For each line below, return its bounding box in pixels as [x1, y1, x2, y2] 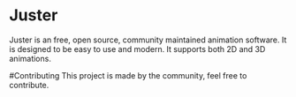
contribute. [9, 79, 49, 90]
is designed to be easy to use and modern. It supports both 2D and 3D [9, 43, 266, 54]
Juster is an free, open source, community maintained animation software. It [9, 34, 287, 45]
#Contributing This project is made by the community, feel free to [9, 70, 247, 80]
